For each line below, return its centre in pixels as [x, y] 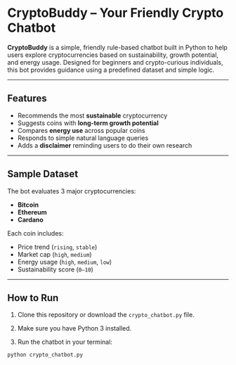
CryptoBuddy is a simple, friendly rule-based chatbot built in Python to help [118, 47]
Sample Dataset [43, 174]
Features [27, 99]
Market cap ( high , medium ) [55, 254]
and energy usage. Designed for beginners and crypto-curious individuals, [115, 62]
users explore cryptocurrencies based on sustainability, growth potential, [113, 55]
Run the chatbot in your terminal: [65, 342]
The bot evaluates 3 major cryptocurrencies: [72, 191]
